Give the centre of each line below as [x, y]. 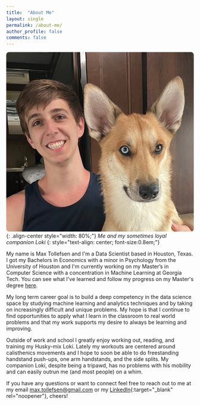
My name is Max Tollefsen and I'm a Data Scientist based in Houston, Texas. [100, 254]
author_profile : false [34, 32]
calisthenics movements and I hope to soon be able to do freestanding [93, 353]
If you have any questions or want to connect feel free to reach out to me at [99, 383]
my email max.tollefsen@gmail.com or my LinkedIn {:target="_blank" [90, 390]
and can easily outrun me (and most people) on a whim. [74, 372]
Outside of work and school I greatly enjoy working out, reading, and [90, 340]
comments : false [26, 38]
